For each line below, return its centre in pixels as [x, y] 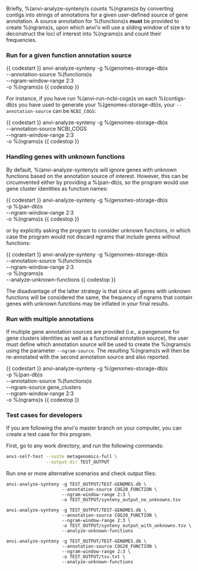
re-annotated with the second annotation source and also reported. [88, 357]
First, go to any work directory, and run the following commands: [85, 446]
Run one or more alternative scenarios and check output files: [81, 473]
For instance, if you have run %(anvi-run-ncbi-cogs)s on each [82, 99]
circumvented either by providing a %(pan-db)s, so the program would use [98, 182]
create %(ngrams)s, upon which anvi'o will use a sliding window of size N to [98, 27]
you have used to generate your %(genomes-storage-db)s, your [97, 105]
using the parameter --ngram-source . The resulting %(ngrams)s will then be [98, 350]
